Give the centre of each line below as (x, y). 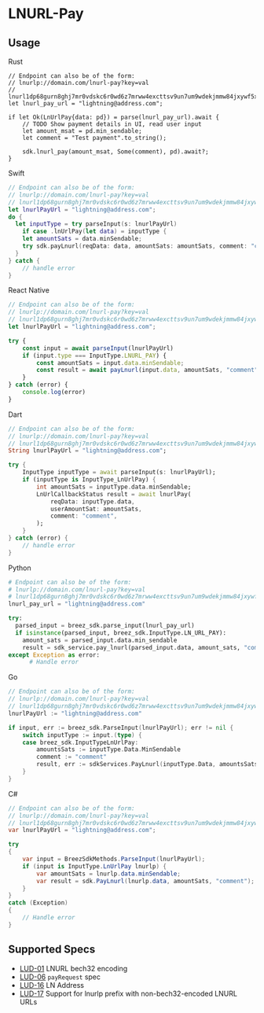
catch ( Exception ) (38, 903)
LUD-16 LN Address (52, 985)
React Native (29, 290)
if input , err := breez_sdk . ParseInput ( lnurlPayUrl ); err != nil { (121, 728)
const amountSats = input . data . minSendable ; (110, 363)
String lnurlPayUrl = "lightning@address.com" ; (88, 451)
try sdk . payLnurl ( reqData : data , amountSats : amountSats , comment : (135, 246)
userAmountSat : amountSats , (96, 509)
